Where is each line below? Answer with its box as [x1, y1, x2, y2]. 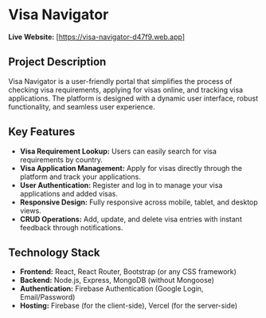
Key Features [8, 125, 76, 139]
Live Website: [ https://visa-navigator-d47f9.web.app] [8, 32, 186, 42]
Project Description [8, 55, 107, 69]
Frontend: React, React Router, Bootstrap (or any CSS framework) [19, 267, 237, 276]
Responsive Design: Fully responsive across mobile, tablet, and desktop [19, 197, 259, 207]
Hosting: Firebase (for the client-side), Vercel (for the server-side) [19, 301, 238, 311]
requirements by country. [19, 154, 104, 165]
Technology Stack [8, 245, 100, 259]
